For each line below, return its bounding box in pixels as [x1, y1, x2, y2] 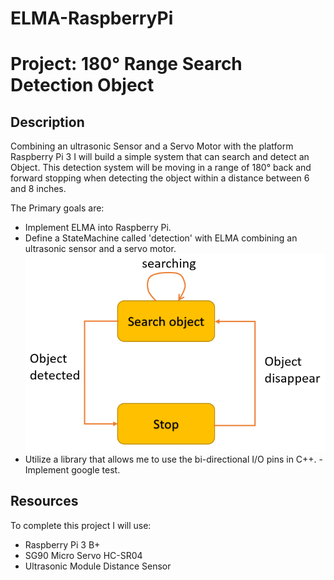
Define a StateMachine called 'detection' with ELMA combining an [24, 232, 298, 244]
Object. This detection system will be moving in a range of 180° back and [10, 162, 312, 174]
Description [10, 113, 85, 131]
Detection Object [10, 74, 155, 97]
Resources [10, 493, 79, 510]
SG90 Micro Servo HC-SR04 [24, 549, 143, 561]
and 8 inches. [10, 183, 67, 195]
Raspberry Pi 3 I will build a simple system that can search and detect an [10, 151, 310, 163]
